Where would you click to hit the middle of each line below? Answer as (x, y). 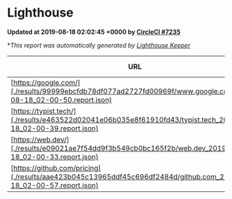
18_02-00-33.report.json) (55, 157)
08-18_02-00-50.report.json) (61, 99)
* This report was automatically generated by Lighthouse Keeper (99, 45)
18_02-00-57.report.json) (55, 185)
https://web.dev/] (41, 140)
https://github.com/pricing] (57, 168)
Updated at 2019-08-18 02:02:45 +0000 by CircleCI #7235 (94, 32)
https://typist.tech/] (45, 111)
